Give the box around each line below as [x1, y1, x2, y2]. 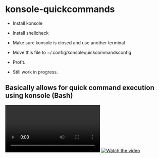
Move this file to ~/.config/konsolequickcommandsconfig [12, 49, 132, 55]
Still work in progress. [12, 69, 58, 75]
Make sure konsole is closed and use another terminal [12, 39, 125, 46]
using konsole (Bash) [5, 92, 73, 100]
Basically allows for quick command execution [5, 84, 155, 92]
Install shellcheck [12, 30, 49, 36]
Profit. [12, 59, 26, 65]
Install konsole [12, 20, 43, 26]
